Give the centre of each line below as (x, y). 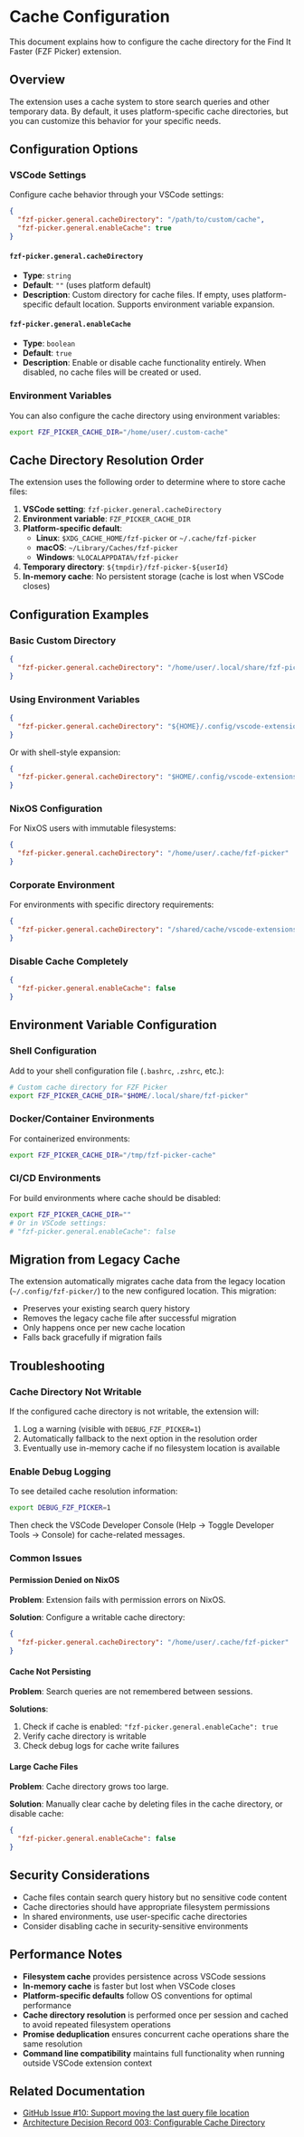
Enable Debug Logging (60, 1471)
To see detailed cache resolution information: (94, 1492)
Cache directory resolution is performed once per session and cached (155, 2015)
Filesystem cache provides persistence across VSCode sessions (144, 1976)
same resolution (52, 2044)
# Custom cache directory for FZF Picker (89, 1087)
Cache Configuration (90, 17)
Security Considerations (80, 1875)
